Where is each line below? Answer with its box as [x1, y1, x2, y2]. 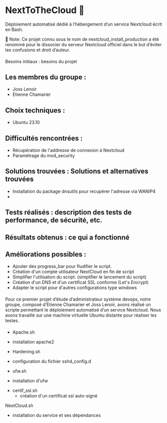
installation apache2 [12, 339, 54, 345]
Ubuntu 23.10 [12, 119, 40, 125]
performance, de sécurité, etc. [5, 216, 102, 225]
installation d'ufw [12, 377, 48, 383]
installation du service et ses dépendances [12, 412, 101, 418]
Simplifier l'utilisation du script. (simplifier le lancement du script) [12, 274, 146, 280]
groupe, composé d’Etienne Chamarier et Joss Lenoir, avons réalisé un [5, 301, 151, 308]
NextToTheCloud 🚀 [5, 5, 85, 16]
